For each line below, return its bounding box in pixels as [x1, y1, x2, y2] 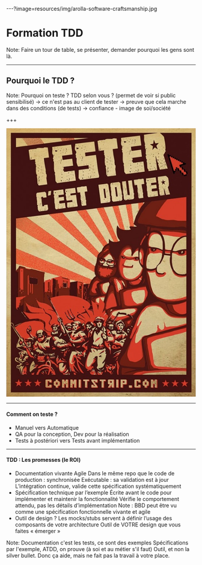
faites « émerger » [14, 527, 61, 534]
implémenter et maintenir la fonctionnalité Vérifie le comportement [14, 495, 179, 502]
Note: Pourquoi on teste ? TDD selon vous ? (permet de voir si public [6, 92, 176, 99]
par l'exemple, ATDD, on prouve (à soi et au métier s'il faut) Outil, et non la [6, 545, 190, 552]
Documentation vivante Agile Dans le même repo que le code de [14, 470, 175, 477]
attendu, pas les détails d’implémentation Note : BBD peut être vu [14, 502, 177, 509]
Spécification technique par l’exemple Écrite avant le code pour [14, 488, 173, 496]
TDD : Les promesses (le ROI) [6, 456, 81, 464]
